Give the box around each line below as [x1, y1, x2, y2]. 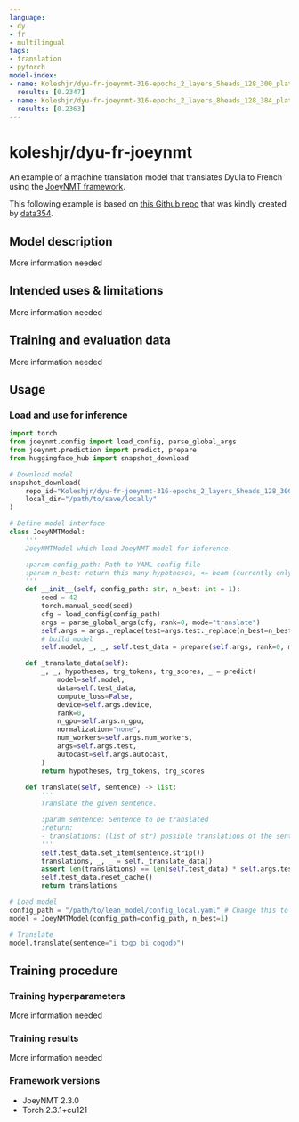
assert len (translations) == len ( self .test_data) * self [41, 865, 256, 874]
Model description [9, 233, 113, 249]
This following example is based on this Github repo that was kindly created [9, 199, 287, 209]
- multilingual [9, 37, 66, 47]
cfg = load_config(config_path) [41, 609, 162, 619]
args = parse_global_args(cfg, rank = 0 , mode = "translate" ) [41, 618, 261, 627]
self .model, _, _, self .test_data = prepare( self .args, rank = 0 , [41, 643, 285, 652]
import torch [9, 429, 58, 438]
